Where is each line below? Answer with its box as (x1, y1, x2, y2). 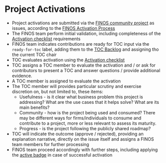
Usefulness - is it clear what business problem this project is (19, 93, 143, 100)
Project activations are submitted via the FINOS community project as (11, 20, 155, 26)
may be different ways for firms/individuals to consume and (19, 115, 142, 121)
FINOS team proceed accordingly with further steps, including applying (11, 147, 158, 153)
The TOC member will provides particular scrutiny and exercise (11, 83, 142, 89)
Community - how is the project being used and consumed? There (19, 109, 156, 115)
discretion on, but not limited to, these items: (11, 88, 103, 94)
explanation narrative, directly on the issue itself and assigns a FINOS (11, 136, 155, 142)
